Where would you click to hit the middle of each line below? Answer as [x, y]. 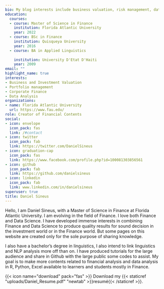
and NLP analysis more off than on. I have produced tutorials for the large [79, 251]
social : [13, 119]
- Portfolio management [29, 87]
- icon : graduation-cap [29, 151]
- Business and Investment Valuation [43, 82]
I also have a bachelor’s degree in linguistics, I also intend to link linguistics [80, 246]
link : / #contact [26, 133]
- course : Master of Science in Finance [51, 23]
